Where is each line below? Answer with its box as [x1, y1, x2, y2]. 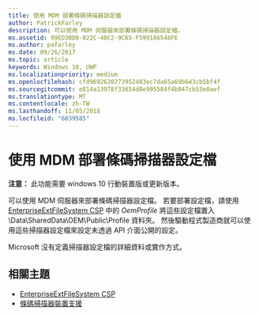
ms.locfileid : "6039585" [8, 115, 90, 123]
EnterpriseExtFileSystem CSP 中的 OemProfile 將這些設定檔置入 [8, 205, 216, 214]
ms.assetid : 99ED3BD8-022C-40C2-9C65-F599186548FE [8, 33, 178, 42]
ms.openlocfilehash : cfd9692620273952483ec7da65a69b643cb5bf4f [8, 78, 221, 85]
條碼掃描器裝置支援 [19, 298, 83, 308]
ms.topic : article [8, 56, 69, 64]
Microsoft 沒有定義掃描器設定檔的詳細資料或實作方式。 [8, 242, 187, 252]
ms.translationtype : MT [8, 93, 87, 101]
